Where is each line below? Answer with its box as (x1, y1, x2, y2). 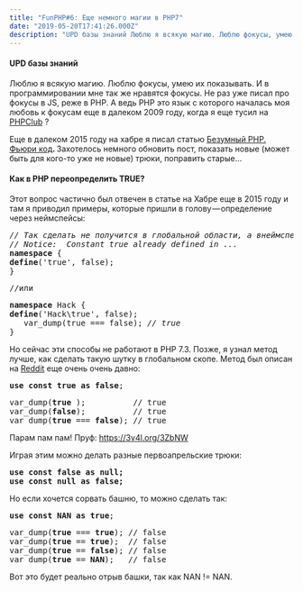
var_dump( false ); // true (9, 406, 167, 416)
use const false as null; (9, 467, 124, 477)
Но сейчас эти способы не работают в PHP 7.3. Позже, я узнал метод (9, 343, 278, 354)
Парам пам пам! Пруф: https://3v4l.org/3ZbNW (9, 432, 189, 442)
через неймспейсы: (9, 213, 86, 223)
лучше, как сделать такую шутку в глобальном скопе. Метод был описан (9, 353, 293, 364)
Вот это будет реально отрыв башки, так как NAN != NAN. (9, 571, 233, 582)
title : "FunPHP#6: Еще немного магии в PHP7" (9, 13, 183, 23)
